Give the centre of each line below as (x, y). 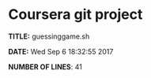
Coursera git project (75, 15)
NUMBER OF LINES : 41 (45, 67)
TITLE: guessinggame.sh (49, 36)
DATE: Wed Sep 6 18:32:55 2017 (61, 51)
